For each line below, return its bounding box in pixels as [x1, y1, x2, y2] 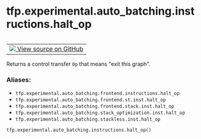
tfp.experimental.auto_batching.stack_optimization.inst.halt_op [15, 110, 185, 116]
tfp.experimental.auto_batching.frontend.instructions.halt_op [15, 90, 180, 97]
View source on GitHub [17, 45, 84, 53]
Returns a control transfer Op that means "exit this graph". [6, 60, 151, 68]
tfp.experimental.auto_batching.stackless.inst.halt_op [15, 116, 161, 123]
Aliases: [6, 75, 32, 84]
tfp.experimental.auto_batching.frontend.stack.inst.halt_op [15, 104, 175, 110]
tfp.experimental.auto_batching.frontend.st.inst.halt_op [15, 97, 166, 103]
